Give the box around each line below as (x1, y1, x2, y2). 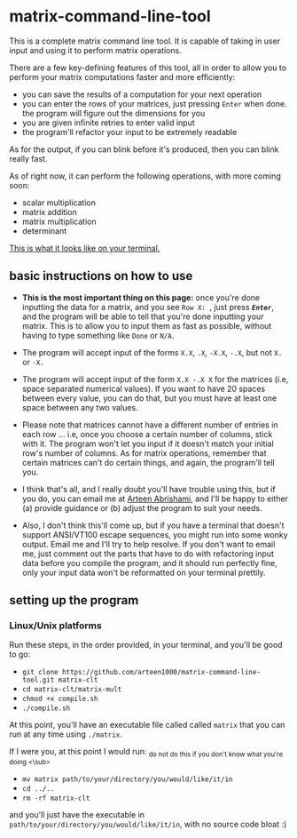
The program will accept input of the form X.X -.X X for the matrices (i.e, (21, 373, 289, 384)
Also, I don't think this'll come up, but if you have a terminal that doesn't (21, 520, 285, 531)
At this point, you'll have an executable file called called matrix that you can (9, 720, 285, 730)
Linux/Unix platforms (9, 619, 102, 632)
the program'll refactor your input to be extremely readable (21, 126, 238, 137)
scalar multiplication (21, 197, 96, 208)
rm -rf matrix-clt (21, 794, 90, 803)
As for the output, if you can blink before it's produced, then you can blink (9, 144, 279, 155)
